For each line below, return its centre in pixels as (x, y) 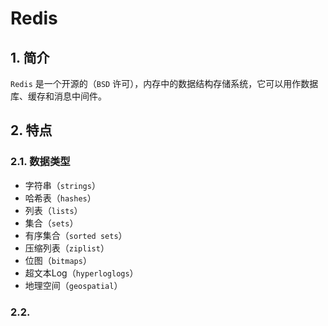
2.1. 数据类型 (40, 162)
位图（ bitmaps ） (58, 260)
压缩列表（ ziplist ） (67, 248)
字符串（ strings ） (62, 185)
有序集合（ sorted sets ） (76, 235)
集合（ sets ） (51, 223)
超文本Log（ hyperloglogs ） (81, 273)
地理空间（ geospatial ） (73, 285)
